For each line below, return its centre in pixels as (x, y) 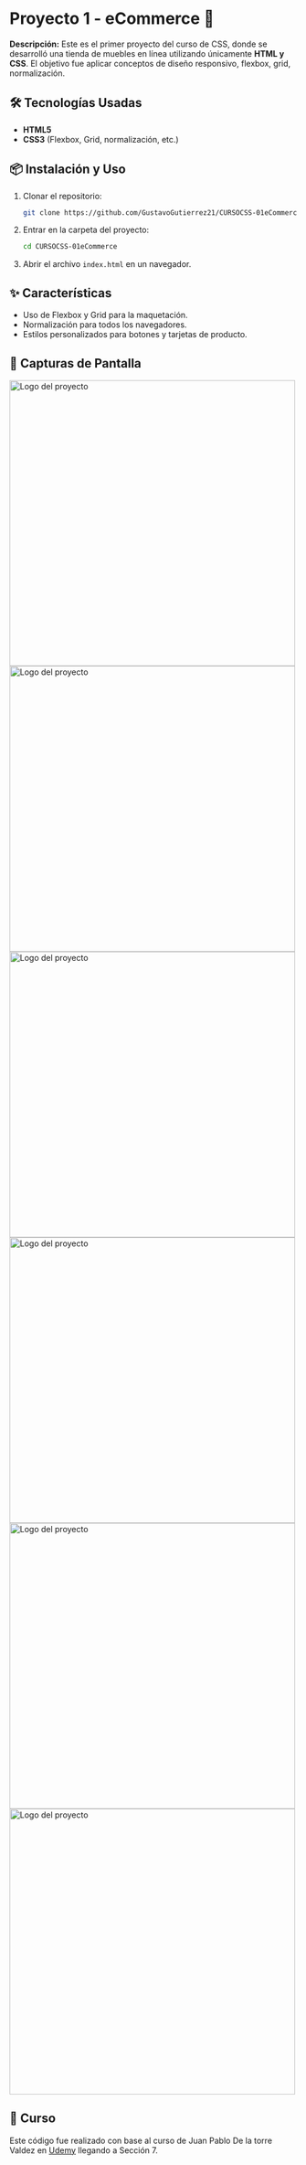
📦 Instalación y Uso (68, 170)
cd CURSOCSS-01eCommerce (70, 247)
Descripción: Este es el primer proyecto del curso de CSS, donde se (138, 44)
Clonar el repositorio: (62, 196)
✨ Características (61, 293)
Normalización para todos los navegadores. (105, 325)
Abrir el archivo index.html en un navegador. (107, 264)
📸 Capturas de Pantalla (75, 363)
